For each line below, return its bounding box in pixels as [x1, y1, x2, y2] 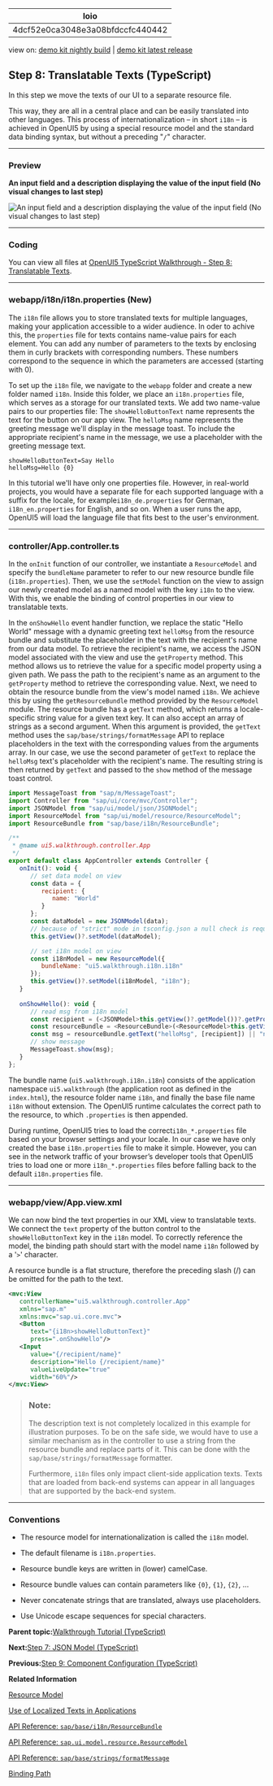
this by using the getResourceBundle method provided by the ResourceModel [8, 695, 259, 705]
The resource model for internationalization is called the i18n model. [19, 1532, 249, 1542]
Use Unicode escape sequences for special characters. [19, 1610, 207, 1621]
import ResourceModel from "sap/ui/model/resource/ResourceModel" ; [8, 812, 242, 820]
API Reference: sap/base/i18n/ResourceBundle [8, 1721, 162, 1731]
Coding [8, 239, 38, 250]
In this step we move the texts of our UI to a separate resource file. [8, 89, 232, 100]
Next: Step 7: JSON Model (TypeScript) [8, 1642, 139, 1652]
